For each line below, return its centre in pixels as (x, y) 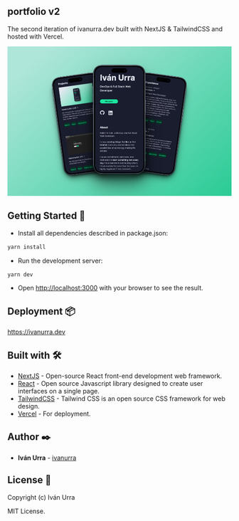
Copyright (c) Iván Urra (41, 497)
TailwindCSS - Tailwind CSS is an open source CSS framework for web (122, 399)
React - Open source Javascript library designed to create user (110, 383)
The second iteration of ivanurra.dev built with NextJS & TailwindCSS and (115, 28)
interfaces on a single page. (58, 391)
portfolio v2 (34, 12)
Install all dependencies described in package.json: (93, 233)
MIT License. (26, 511)
